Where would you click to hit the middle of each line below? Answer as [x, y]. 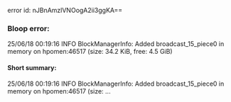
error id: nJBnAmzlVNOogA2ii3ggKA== [65, 10]
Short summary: [32, 67]
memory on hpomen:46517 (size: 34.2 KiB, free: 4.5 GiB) [90, 52]
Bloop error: [28, 28]
